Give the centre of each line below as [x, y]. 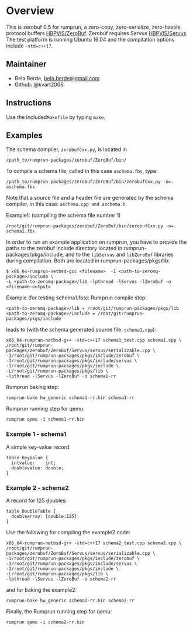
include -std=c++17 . [30, 46]
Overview [30, 11]
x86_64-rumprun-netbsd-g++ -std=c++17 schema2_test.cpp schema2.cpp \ [94, 543]
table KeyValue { [27, 458]
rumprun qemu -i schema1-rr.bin [45, 419]
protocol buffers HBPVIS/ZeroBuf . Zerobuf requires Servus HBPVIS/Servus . [97, 33]
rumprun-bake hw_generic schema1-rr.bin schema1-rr [70, 398]
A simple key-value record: [39, 447]
